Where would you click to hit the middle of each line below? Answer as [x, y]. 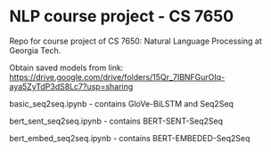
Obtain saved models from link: [66, 68]
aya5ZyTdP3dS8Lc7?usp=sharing [71, 86]
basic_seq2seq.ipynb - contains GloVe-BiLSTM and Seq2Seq [122, 103]
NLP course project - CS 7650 [122, 16]
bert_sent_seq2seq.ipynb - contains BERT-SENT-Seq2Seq [116, 121]
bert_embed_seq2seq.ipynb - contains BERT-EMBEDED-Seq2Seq [130, 138]
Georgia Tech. [35, 50]
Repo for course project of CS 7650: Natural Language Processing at [136, 41]
